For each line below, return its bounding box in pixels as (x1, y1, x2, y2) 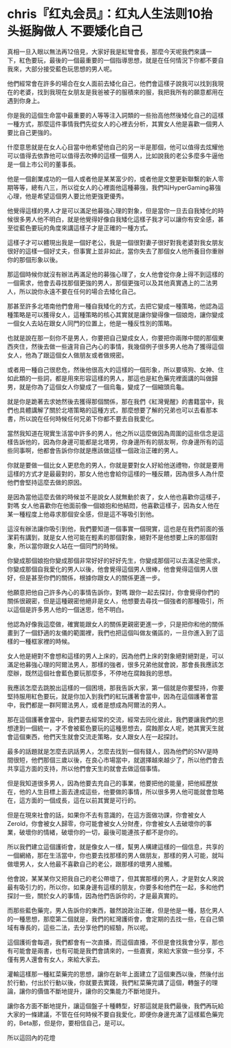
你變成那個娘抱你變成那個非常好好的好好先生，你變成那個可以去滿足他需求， (7, 556, 224, 565)
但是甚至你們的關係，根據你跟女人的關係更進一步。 (19, 574, 164, 582)
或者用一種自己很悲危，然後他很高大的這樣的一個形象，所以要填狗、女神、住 (7, 365, 224, 373)
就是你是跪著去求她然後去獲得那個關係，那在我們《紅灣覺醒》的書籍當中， (7, 397, 218, 406)
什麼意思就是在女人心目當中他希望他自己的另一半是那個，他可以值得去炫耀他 (7, 142, 224, 151)
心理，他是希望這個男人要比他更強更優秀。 (7, 192, 128, 200)
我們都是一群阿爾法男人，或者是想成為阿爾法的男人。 (19, 701, 170, 709)
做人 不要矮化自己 (43, 23, 143, 39)
